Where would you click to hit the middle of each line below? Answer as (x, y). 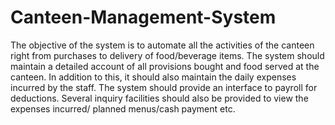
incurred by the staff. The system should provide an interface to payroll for (164, 87)
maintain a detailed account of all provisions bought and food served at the (165, 66)
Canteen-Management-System (143, 17)
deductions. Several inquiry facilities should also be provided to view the (159, 98)
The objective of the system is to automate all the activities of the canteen (162, 45)
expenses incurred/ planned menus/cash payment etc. (123, 108)
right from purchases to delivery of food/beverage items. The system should (167, 55)
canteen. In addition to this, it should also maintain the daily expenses (153, 77)
